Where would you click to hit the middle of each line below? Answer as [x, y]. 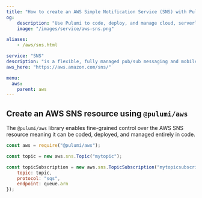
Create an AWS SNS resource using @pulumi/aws [97, 113]
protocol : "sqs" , [39, 178]
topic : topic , [35, 173]
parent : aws [32, 89]
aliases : [17, 40]
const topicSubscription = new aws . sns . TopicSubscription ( [82, 167]
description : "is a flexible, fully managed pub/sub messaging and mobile [102, 61]
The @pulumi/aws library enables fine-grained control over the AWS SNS [95, 128]
